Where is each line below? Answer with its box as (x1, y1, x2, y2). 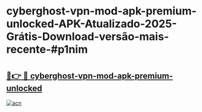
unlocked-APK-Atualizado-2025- (6, 17, 177, 31)
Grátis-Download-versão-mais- (6, 30, 169, 43)
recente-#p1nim (6, 43, 88, 57)
